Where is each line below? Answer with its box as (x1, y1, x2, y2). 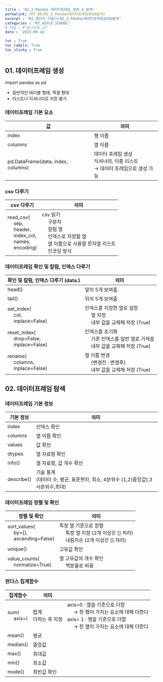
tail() (7, 295, 18, 302)
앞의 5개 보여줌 (84, 287, 118, 293)
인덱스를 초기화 (84, 328, 118, 335)
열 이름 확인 (36, 433, 62, 439)
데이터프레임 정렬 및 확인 (5, 499, 59, 506)
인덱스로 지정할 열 (48, 233, 86, 240)
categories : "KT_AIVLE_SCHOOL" (5, 20, 70, 26)
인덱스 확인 (36, 423, 60, 430)
